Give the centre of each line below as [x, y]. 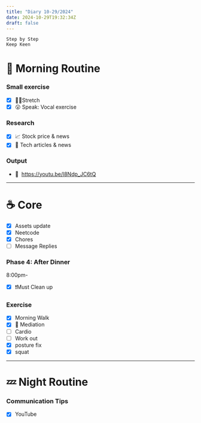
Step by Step [22, 40]
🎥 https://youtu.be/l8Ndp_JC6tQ [55, 174]
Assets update [33, 226]
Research [20, 122]
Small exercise [28, 87]
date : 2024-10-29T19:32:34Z [41, 17]
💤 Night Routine [47, 382]
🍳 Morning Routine [53, 68]
